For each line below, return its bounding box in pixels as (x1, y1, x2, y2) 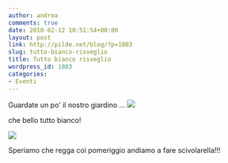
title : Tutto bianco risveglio (8, 56, 112, 64)
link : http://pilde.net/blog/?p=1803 (8, 41, 133, 49)
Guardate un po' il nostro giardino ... (8, 100, 126, 109)
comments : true (8, 19, 59, 27)
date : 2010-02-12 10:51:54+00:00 (8, 26, 119, 34)
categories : (8, 70, 47, 78)
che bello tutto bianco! (8, 115, 82, 124)
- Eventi (8, 77, 37, 85)
